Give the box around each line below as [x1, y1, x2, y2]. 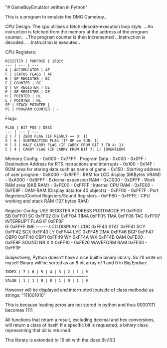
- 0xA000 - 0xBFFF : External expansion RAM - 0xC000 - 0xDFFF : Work [5, 177, 156, 182]
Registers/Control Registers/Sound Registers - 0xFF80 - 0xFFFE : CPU [5, 193, 150, 198]
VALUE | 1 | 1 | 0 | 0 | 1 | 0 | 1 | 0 [5, 278, 88, 283]
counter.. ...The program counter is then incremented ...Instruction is [5, 34, 146, 40]
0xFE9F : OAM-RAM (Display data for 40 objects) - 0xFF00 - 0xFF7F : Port [5, 187, 159, 193]
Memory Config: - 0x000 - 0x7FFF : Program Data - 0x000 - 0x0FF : [5, 156, 146, 162]
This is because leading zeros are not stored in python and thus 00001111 [5, 302, 156, 308]
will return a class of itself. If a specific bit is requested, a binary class [5, 322, 148, 328]
